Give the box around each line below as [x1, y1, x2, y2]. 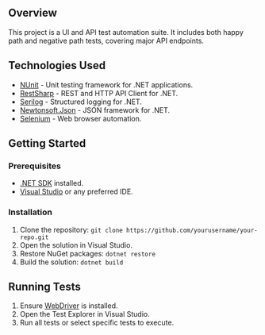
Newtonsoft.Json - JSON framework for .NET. [19, 105, 171, 114]
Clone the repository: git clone [19, 225, 123, 234]
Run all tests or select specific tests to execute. [19, 318, 175, 328]
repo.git [19, 233, 49, 241]
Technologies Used [8, 59, 106, 72]
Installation [8, 206, 53, 218]
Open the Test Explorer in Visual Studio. [19, 310, 150, 319]
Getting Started [8, 137, 86, 150]
